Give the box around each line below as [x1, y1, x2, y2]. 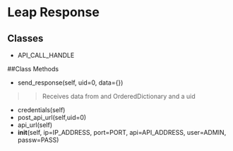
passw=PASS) [17, 135, 59, 144]
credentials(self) [17, 106, 66, 114]
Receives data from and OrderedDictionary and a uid [42, 92, 196, 100]
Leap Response [7, 4, 100, 20]
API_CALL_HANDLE [17, 51, 75, 59]
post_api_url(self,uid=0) [17, 114, 87, 121]
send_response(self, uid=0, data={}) [17, 78, 124, 87]
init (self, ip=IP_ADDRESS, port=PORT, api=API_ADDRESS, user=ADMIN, [17, 128, 227, 136]
